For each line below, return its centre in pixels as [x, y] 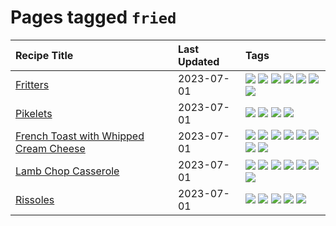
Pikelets [34, 113]
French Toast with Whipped [80, 136]
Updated [198, 61]
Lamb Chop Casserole [67, 171]
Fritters [32, 84]
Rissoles [35, 199]
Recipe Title [44, 55]
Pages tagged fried [93, 17]
